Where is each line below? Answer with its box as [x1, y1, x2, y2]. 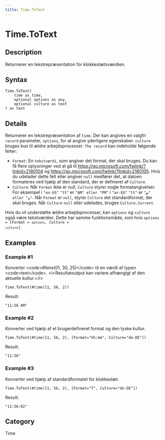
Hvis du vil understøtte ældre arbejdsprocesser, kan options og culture [5, 210, 150, 216]
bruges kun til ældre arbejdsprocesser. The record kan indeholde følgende [5, 143, 156, 149]
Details [5, 119, 27, 128]
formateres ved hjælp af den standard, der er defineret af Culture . [12, 179, 147, 185]
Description [5, 48, 42, 57]
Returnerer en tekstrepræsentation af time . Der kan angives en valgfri [5, 132, 146, 138]
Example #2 [5, 314, 34, 321]
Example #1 [5, 253, 33, 260]
